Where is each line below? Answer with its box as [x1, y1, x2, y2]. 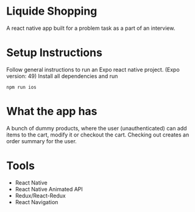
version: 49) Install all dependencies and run [6, 72, 118, 80]
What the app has [6, 105, 97, 118]
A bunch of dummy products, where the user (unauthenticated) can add [6, 124, 187, 132]
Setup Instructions [6, 46, 102, 60]
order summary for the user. [6, 137, 77, 144]
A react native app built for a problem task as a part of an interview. [6, 24, 175, 32]
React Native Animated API [15, 185, 83, 193]
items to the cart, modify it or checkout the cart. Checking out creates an [6, 131, 190, 138]
